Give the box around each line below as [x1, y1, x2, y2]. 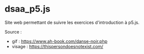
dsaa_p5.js [4, 3, 50, 15]
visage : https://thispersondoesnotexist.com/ [11, 43, 103, 49]
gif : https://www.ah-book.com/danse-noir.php [11, 38, 107, 44]
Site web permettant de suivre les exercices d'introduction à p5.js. [4, 19, 140, 25]
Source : [4, 29, 22, 35]
